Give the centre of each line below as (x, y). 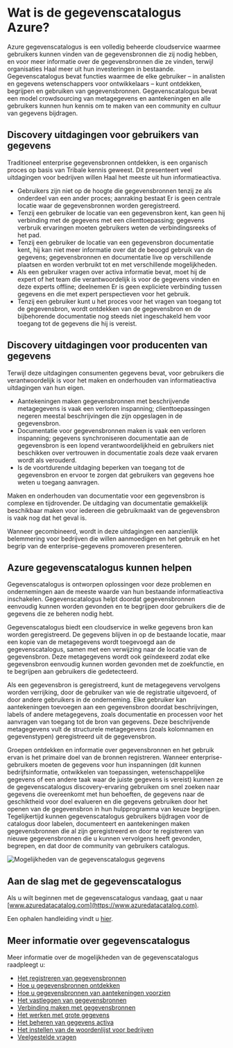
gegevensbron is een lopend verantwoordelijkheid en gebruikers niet (115, 445)
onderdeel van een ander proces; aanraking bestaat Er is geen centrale (119, 198)
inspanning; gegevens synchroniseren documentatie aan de (103, 438)
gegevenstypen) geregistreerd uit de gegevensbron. (82, 736)
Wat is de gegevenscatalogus (94, 13)
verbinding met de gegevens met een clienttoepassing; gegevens (111, 220)
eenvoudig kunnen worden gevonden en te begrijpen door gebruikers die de (116, 607)
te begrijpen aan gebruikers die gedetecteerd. (73, 672)
